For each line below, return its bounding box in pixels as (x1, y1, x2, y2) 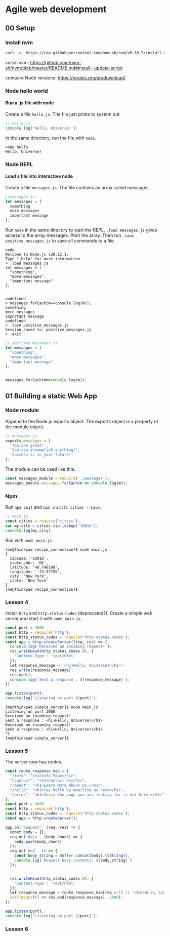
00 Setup (5, 24, 35, 32)
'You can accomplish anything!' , (10, 447, 80, 453)
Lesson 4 (5, 598, 29, 605)
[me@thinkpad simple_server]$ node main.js (5, 705, 99, 710)
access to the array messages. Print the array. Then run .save (5, 232, 134, 238)
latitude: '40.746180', (10, 564, 60, 570)
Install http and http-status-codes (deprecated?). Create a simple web (5, 610, 153, 616)
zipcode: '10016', (10, 556, 49, 561)
